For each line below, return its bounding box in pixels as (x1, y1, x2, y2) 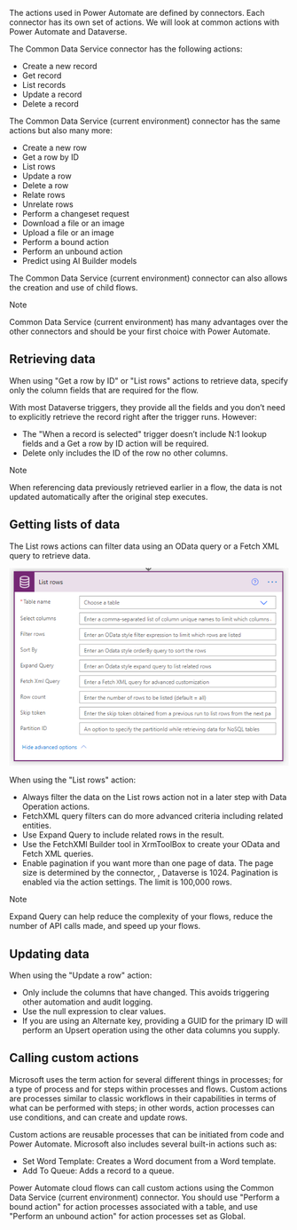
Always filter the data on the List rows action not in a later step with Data (21, 792, 287, 803)
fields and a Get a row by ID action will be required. (21, 438, 209, 448)
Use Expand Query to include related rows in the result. (21, 829, 224, 840)
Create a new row (21, 142, 87, 153)
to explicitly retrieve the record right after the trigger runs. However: (9, 411, 257, 422)
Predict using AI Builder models (21, 256, 137, 266)
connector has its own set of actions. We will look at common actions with (9, 17, 279, 28)
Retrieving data (9, 352, 96, 367)
